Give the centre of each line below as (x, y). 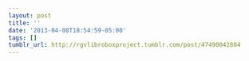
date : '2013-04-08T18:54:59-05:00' (67, 30)
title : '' (25, 23)
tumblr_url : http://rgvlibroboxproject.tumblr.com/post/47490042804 (125, 45)
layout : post (30, 15)
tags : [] (23, 38)
